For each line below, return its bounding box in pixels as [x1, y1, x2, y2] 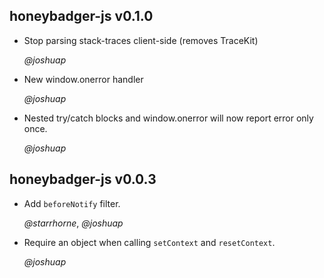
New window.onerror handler [23, 73, 144, 85]
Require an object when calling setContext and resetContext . [23, 236, 276, 248]
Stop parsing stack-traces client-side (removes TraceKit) [23, 34, 259, 46]
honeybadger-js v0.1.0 [9, 8, 154, 25]
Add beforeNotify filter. [23, 197, 121, 209]
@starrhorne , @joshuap [23, 217, 124, 229]
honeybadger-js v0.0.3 [9, 171, 157, 188]
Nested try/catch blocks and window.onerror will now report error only [23, 112, 314, 124]
